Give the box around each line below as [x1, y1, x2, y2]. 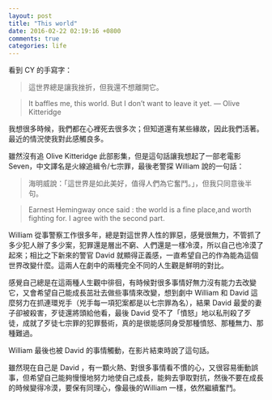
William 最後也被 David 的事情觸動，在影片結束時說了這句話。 [8, 346, 214, 355]
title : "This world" [8, 19, 79, 28]
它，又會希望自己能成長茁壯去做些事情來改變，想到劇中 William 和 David [8, 288, 249, 298]
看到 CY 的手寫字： [8, 66, 73, 75]
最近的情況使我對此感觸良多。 [8, 134, 108, 144]
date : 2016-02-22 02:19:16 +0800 [8, 27, 121, 35]
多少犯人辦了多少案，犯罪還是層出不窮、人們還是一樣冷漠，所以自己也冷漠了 [8, 240, 264, 250]
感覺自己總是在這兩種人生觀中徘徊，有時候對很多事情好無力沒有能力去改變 [8, 278, 257, 287]
